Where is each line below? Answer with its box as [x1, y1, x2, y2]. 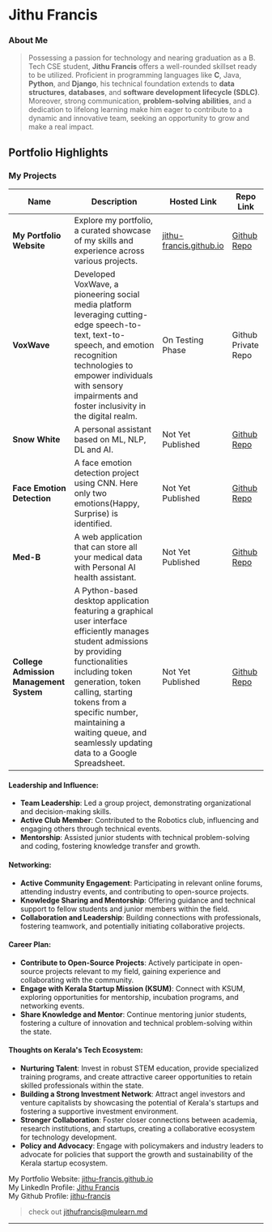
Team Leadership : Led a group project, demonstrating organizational [19, 798, 252, 808]
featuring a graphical [74, 605, 154, 617]
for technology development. [19, 1132, 117, 1142]
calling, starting [74, 687, 134, 698]
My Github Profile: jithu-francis [8, 1191, 111, 1200]
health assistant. [74, 572, 137, 584]
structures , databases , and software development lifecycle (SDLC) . [28, 88, 261, 97]
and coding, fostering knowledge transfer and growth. [19, 842, 201, 851]
